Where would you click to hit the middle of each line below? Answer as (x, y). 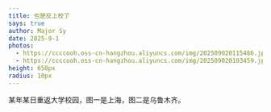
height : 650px (32, 68)
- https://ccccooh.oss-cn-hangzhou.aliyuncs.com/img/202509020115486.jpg (142, 53)
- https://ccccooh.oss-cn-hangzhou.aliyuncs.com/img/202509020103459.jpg (142, 61)
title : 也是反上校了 (39, 16)
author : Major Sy (38, 31)
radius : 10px (30, 76)
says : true (27, 23)
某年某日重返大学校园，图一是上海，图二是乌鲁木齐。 (97, 100)
